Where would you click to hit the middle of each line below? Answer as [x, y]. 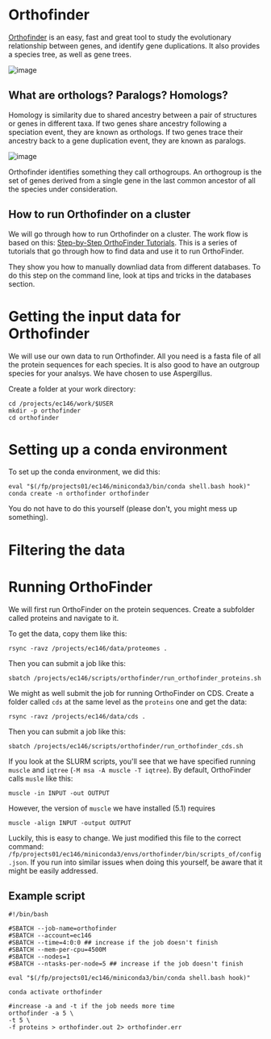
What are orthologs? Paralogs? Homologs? [118, 96]
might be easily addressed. [53, 870]
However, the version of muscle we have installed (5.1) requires [112, 808]
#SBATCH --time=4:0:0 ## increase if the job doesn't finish [113, 943]
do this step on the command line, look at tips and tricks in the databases [130, 275]
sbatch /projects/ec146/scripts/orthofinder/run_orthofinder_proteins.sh [135, 678]
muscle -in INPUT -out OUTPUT [59, 793]
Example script [47, 896]
